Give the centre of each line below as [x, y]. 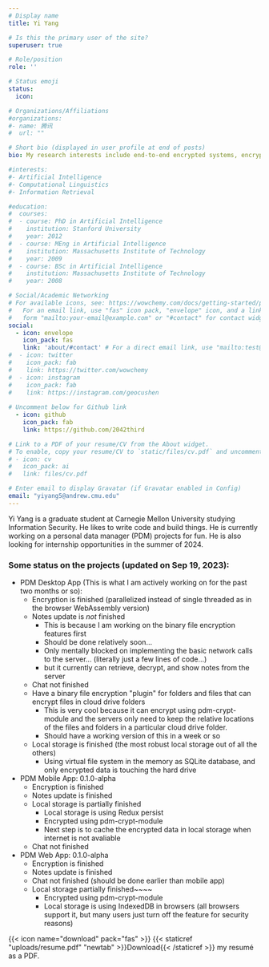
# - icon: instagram [44, 378]
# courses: [28, 214]
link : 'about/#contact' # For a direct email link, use [118, 348]
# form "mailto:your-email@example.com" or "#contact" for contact [127, 318]
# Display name [34, 16]
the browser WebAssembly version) [91, 608]
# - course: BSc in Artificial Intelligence [85, 266]
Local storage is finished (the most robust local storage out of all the [145, 744]
